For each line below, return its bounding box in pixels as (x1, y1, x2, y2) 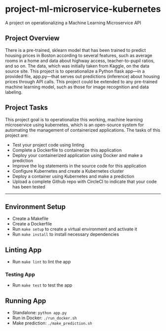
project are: (5, 132, 29, 138)
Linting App (5, 246, 42, 254)
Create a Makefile (12, 216, 48, 221)
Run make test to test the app (12, 282, 73, 288)
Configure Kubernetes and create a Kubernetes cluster (12, 168, 124, 174)
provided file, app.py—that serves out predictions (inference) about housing (5, 73, 160, 79)
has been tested (12, 184, 45, 189)
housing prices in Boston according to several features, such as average (5, 52, 153, 58)
